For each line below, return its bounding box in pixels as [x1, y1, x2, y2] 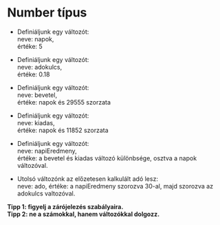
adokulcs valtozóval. [16, 189, 76, 197]
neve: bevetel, [16, 91, 57, 99]
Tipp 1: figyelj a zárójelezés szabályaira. [7, 202, 124, 211]
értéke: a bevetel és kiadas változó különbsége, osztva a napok [16, 153, 197, 162]
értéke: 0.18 [16, 70, 50, 78]
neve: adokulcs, [16, 63, 63, 71]
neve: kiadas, [16, 118, 55, 127]
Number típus [7, 5, 87, 21]
